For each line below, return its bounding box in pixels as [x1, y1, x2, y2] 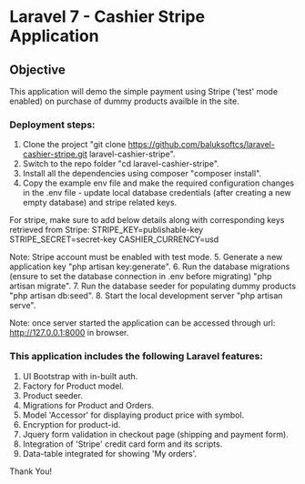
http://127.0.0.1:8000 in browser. [9, 328, 129, 338]
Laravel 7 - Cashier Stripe [9, 6, 206, 27]
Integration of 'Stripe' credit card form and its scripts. [22, 439, 223, 449]
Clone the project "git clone [22, 139, 127, 150]
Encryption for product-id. [22, 418, 121, 429]
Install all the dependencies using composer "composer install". [22, 168, 262, 179]
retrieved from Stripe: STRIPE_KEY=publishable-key [9, 225, 204, 236]
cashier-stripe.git [22, 148, 88, 160]
